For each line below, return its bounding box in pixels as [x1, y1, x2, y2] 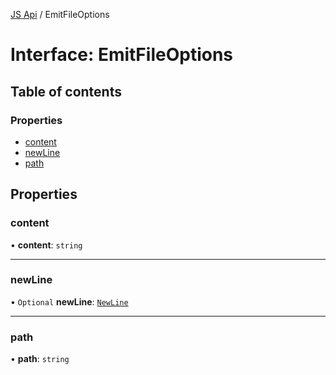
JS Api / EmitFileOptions [10, 9, 110, 20]
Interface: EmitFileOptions [10, 44, 234, 66]
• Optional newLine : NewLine [10, 295, 129, 308]
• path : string [10, 353, 70, 365]
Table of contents [10, 83, 122, 100]
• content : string [10, 239, 83, 251]
